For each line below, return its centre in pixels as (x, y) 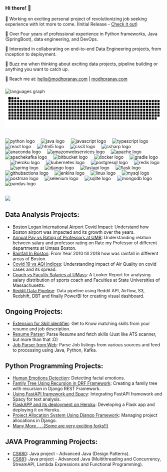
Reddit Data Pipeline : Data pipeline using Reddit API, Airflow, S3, (78, 290)
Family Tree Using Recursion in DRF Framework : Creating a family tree (85, 383)
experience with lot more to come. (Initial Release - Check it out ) (71, 24)
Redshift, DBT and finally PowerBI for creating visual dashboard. (78, 296)
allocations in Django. (35, 420)
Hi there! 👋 (18, 8)
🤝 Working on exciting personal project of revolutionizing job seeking (76, 19)
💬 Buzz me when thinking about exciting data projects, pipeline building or (81, 64)
